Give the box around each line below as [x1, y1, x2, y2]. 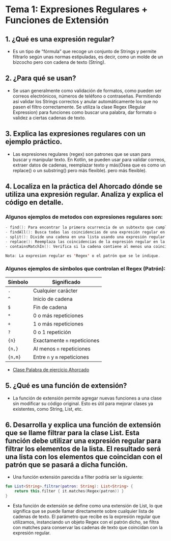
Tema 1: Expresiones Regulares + [5, 4, 148, 15]
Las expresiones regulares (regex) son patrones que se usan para [12, 151, 151, 157]
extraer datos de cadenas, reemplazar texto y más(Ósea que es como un [12, 162, 166, 168]
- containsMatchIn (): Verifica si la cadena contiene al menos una [5, 244, 152, 249]
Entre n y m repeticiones [33, 354, 89, 361]
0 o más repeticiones [33, 312, 83, 319]
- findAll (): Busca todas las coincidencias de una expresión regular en [5, 230, 165, 235]
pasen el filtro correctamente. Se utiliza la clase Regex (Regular [12, 104, 146, 110]
